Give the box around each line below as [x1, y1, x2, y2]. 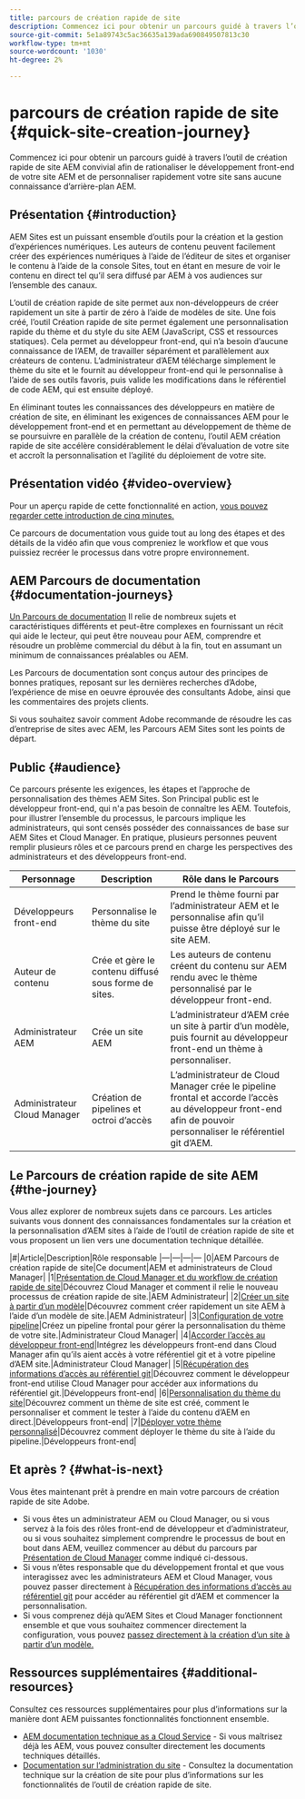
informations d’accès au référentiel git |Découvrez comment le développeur [9, 1369, 290, 1379]
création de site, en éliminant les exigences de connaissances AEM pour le [9, 410, 289, 422]
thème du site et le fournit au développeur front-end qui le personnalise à [9, 364, 284, 375]
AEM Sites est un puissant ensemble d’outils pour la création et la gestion [9, 231, 284, 242]
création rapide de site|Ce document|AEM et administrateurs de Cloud [9, 1262, 272, 1272]
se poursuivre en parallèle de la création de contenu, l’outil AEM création [9, 430, 281, 441]
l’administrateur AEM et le [170, 900, 280, 913]
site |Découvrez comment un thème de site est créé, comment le [9, 1398, 250, 1408]
